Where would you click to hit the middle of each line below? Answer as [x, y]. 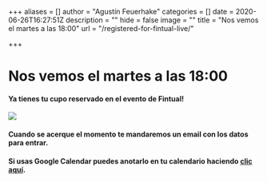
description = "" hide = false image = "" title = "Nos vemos [162, 20]
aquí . [17, 169]
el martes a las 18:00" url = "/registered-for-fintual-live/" [101, 28]
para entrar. [28, 142]
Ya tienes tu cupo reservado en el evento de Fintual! [96, 98]
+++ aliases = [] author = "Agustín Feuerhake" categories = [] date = [121, 12]
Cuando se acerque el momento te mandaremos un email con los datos [129, 134]
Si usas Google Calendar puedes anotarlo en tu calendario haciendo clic [130, 161]
